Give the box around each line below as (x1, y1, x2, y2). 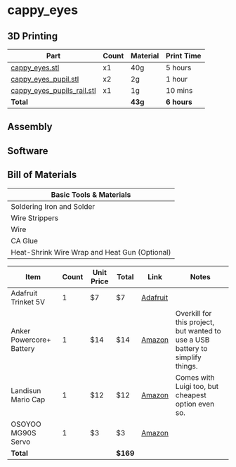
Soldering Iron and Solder (11, 201, 96, 211)
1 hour (166, 75, 188, 84)
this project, (175, 317, 215, 327)
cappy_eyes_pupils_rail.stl (11, 86, 96, 95)
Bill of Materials (7, 169, 77, 181)
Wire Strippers (11, 213, 58, 223)
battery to (175, 343, 208, 353)
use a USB (175, 335, 210, 345)
